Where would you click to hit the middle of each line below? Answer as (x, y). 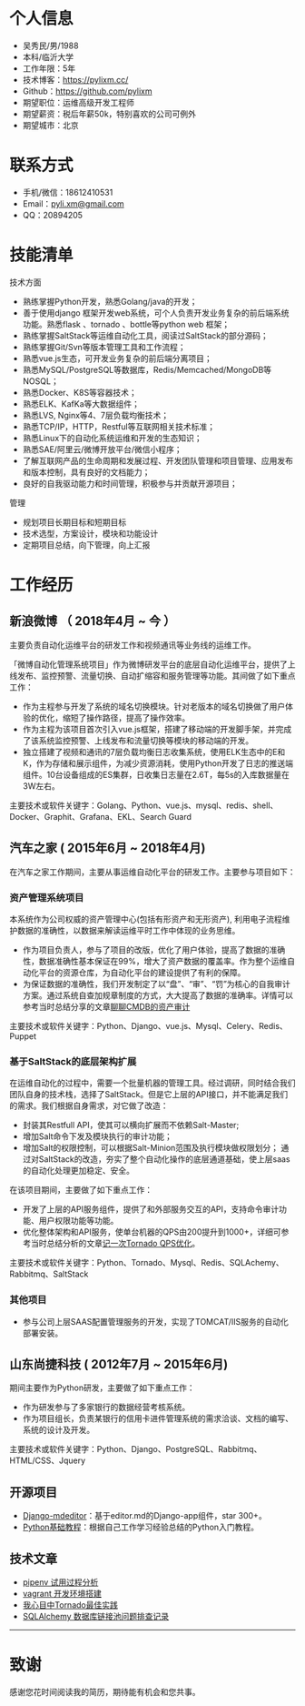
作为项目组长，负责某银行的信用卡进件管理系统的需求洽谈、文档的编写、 (157, 1418)
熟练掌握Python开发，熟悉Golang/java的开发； (110, 301)
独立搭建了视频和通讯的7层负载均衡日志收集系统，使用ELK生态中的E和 (154, 752)
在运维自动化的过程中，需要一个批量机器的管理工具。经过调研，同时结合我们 (152, 1083)
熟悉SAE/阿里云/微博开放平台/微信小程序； (102, 449)
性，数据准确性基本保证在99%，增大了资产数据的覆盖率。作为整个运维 (155, 961)
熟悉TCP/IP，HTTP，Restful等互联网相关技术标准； (119, 426)
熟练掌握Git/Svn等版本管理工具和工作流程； (104, 347)
